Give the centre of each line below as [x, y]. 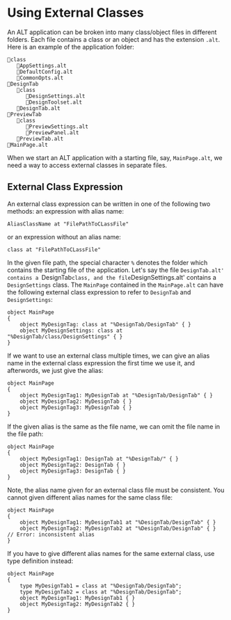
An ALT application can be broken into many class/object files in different [112, 32]
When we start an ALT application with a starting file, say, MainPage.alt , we [115, 157]
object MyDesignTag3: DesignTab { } [73, 471]
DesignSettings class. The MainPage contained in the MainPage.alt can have [115, 285]
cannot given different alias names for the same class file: [90, 497]
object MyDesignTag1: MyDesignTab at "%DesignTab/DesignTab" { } [117, 395]
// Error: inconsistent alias [51, 534]
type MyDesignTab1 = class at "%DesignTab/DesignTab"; [101, 586]
